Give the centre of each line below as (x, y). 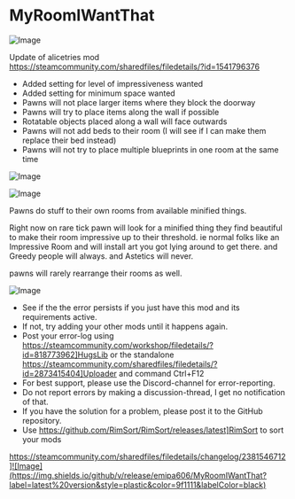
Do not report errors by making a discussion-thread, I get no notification (154, 392)
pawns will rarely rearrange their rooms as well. (96, 273)
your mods (42, 439)
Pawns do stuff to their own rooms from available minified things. (128, 210)
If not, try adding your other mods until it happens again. (125, 326)
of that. (35, 402)
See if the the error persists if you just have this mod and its (131, 308)
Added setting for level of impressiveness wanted (113, 83)
